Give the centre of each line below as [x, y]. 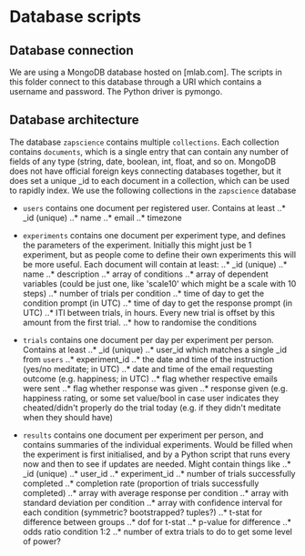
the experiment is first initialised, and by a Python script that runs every [156, 454]
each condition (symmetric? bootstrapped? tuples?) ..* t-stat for [142, 512]
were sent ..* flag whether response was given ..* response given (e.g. [155, 388]
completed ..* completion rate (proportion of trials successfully [141, 483]
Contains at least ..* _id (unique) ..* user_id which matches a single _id [155, 349]
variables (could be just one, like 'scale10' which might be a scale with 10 [159, 283]
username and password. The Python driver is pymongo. [116, 91]
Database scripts [75, 17]
